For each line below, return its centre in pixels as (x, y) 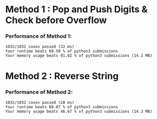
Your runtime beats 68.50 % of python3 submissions (62, 51)
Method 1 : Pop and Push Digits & (76, 9)
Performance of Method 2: (39, 92)
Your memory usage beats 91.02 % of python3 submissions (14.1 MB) (79, 56)
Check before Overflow (56, 20)
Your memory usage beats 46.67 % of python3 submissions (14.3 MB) (79, 111)
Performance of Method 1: (38, 36)
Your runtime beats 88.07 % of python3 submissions (62, 107)
